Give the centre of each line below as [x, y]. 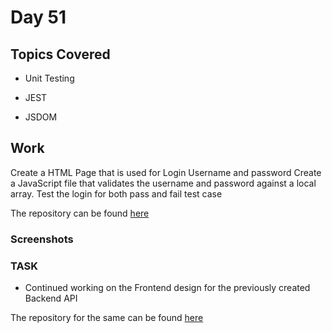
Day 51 [38, 17]
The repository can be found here [80, 213]
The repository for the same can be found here [107, 318]
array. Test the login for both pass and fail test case [116, 193]
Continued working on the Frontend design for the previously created [167, 288]
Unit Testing [49, 78]
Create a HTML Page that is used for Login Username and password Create [166, 172]
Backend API [51, 298]
